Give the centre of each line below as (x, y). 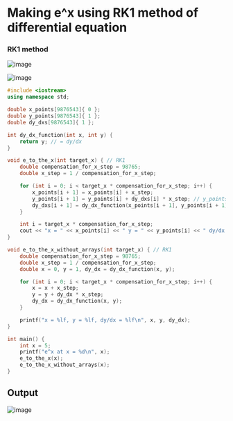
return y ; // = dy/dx (51, 141)
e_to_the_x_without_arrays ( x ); (65, 365)
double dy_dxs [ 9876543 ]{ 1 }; (51, 122)
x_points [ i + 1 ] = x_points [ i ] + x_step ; (93, 192)
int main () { (26, 339)
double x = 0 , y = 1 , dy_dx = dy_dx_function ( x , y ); (97, 269)
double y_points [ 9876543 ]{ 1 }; (54, 116)
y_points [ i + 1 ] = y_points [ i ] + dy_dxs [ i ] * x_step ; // (116, 199)
